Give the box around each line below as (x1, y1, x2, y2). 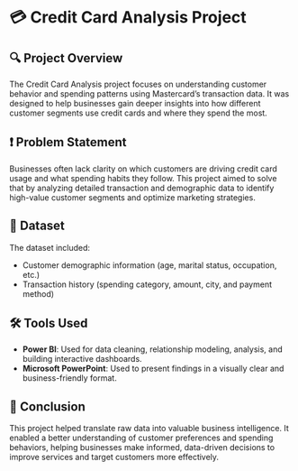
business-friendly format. (22, 373, 117, 383)
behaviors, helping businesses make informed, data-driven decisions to (9, 442, 275, 453)
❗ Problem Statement (9, 134, 128, 150)
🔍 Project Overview (9, 51, 123, 66)
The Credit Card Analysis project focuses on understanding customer (9, 78, 267, 89)
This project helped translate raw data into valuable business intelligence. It (9, 423, 290, 434)
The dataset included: (9, 242, 91, 253)
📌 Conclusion (9, 399, 86, 414)
